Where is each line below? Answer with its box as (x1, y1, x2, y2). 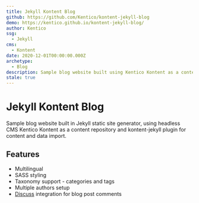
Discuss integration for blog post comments (14, 190, 122, 197)
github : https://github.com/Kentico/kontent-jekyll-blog (6, 14, 150, 20)
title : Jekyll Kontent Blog (6, 8, 76, 15)
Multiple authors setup (14, 184, 70, 191)
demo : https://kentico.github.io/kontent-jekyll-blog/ (6, 20, 145, 25)
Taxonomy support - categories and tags (14, 178, 115, 185)
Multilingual (14, 165, 43, 172)
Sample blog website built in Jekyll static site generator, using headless (6, 120, 181, 127)
